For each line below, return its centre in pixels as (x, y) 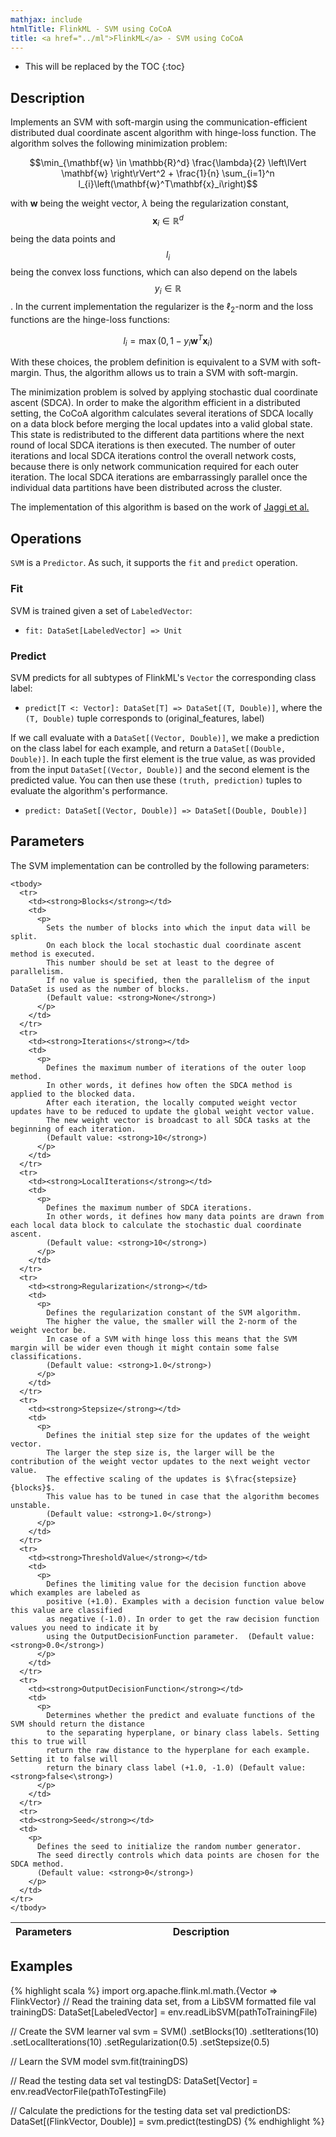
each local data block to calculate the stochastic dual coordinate (156, 1225)
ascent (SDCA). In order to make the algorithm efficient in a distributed (155, 403)
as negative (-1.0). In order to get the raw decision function (183, 1619)
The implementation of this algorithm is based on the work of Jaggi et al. (160, 507)
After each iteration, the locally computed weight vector (172, 1102)
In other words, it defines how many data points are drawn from (185, 1216)
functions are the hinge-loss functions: (90, 320)
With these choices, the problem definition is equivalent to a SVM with (155, 362)
